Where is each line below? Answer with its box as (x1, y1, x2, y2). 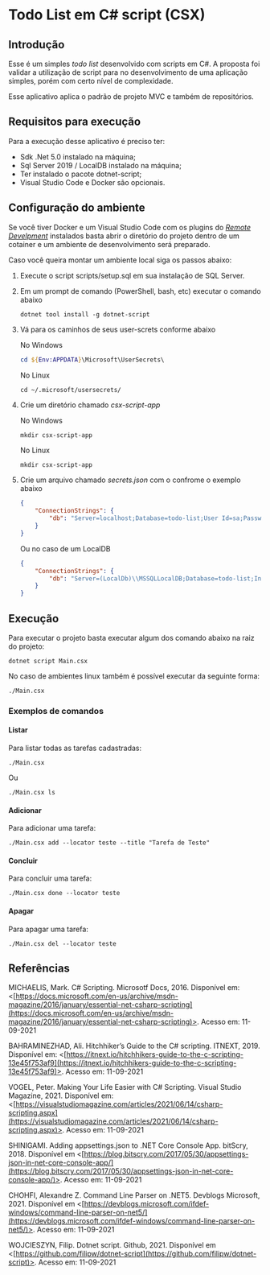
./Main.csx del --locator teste (8, 939, 117, 947)
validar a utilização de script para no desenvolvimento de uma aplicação (8, 68, 248, 77)
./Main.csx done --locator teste (8, 889, 121, 897)
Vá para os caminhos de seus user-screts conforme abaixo (19, 324, 216, 334)
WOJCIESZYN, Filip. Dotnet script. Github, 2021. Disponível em (8, 1240, 217, 1250)
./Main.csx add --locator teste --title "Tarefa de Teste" (8, 839, 211, 847)
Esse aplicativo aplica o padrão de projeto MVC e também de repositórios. (8, 92, 255, 101)
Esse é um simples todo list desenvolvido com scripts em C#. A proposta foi (8, 59, 260, 68)
